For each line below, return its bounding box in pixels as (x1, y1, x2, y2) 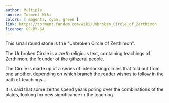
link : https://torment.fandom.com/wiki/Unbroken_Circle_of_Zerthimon (5, 21, 157, 27)
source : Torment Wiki (5, 12, 52, 17)
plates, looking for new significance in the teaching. (5, 92, 114, 98)
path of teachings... (5, 76, 47, 83)
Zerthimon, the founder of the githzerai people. (5, 56, 104, 62)
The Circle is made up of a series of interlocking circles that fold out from (5, 66, 160, 72)
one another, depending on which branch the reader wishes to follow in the (5, 71, 164, 77)
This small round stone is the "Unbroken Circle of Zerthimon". (5, 40, 135, 46)
